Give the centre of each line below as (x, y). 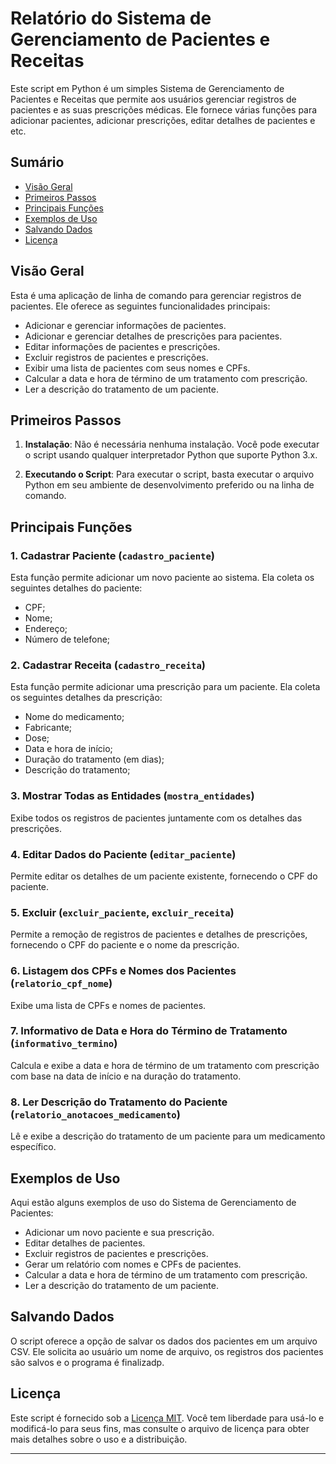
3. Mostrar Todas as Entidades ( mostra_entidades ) (132, 796)
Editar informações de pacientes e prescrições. (122, 346)
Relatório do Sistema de (111, 18)
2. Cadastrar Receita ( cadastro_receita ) (108, 665)
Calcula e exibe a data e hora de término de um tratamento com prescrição (165, 1065)
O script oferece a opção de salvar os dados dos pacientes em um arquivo (164, 1341)
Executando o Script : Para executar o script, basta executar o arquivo (169, 474)
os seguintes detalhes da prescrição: (86, 698)
